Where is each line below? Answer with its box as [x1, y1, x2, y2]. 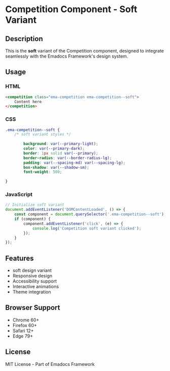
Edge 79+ [12, 333, 33, 339]
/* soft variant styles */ [14, 132, 71, 137]
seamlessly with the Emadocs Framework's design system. [5, 53, 129, 59]
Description [5, 34, 43, 43]
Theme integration [12, 289, 52, 295]
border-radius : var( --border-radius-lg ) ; [23, 155, 112, 160]
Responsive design [12, 273, 53, 279]
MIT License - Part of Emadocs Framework [5, 361, 95, 367]
